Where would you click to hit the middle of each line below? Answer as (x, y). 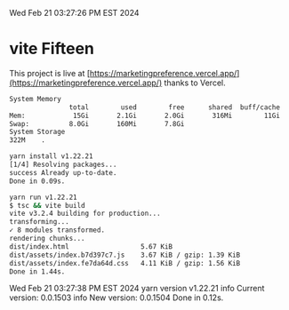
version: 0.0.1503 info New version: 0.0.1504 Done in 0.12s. (116, 298)
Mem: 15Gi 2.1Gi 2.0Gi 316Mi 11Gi (144, 115)
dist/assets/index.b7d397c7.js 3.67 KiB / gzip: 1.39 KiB (125, 255)
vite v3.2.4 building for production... (85, 214)
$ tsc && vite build (48, 205)
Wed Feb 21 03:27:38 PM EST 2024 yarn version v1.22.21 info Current (137, 289)
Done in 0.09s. (37, 181)
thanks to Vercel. (195, 83)
